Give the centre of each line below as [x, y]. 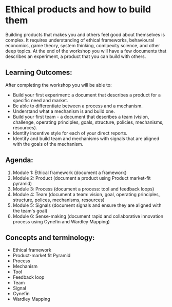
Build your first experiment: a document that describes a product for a [87, 95]
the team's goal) [30, 210]
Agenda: [19, 160]
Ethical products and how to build [78, 9]
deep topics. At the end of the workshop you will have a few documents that [86, 51]
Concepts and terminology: [50, 237]
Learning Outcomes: [39, 73]
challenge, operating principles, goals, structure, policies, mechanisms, [88, 122]
